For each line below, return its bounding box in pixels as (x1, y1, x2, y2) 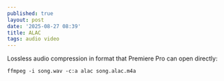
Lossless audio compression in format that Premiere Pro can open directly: (7, 54, 218, 62)
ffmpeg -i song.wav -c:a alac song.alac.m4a (7, 68, 136, 75)
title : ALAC (7, 29, 41, 36)
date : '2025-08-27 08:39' (7, 23, 81, 30)
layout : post (7, 16, 45, 23)
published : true (7, 10, 53, 17)
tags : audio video (7, 36, 60, 43)
